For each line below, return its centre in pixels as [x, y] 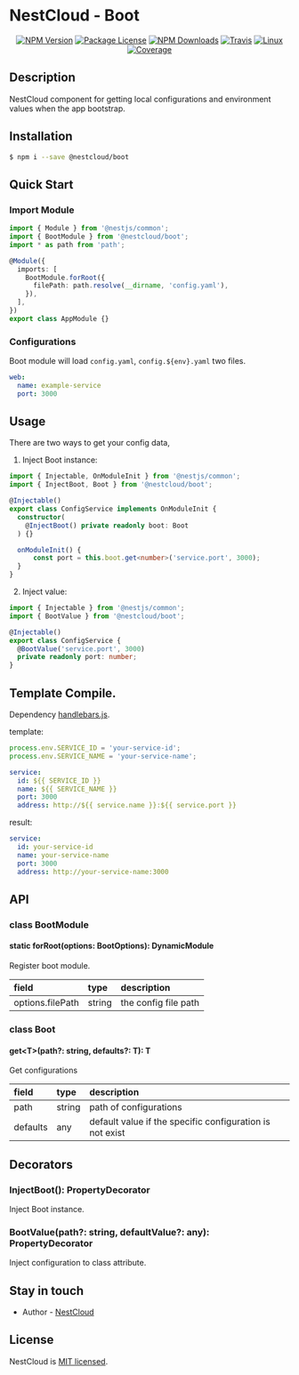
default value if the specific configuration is [179, 1122]
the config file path [160, 1003]
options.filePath [47, 1003]
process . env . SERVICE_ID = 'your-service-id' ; [95, 748]
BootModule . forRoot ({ [65, 277]
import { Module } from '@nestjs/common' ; [89, 229]
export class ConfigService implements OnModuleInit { [113, 509]
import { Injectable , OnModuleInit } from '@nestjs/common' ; [125, 477]
